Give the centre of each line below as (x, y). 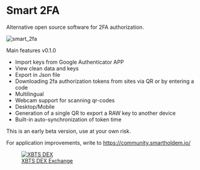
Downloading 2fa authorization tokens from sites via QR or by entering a (105, 81)
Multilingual (29, 94)
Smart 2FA (33, 11)
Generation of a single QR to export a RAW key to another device (95, 113)
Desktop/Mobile (35, 106)
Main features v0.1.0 (31, 50)
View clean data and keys (47, 68)
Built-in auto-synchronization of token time (68, 119)
